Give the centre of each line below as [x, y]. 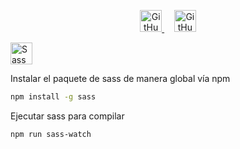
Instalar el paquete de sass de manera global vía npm [120, 78]
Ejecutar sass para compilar [67, 116]
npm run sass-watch [51, 134]
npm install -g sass [53, 97]
